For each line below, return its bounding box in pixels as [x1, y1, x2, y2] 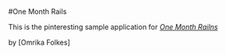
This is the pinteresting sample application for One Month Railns [8, 22, 219, 31]
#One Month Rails [8, 7, 68, 16]
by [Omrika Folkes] [8, 37, 70, 47]
